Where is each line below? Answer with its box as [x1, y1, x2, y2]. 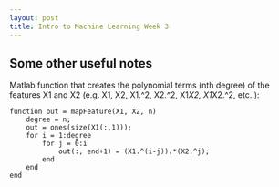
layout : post [9, 13, 59, 23]
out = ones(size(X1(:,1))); [26, 123, 132, 132]
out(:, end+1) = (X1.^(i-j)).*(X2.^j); [57, 147, 210, 156]
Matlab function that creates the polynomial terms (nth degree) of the [9, 79, 271, 91]
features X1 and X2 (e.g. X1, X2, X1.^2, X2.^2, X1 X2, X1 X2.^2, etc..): [9, 89, 260, 100]
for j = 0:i [42, 139, 88, 149]
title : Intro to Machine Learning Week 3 [9, 22, 170, 31]
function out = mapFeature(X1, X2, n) [9, 107, 157, 117]
